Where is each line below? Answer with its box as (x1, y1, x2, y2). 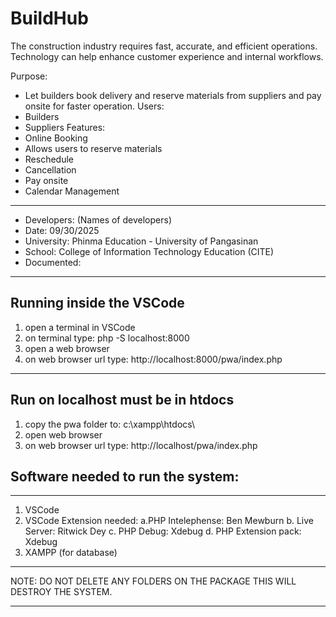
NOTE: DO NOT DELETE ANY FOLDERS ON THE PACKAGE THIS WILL (10, 575, 297, 587)
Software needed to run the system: (10, 468, 240, 485)
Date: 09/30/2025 (24, 224, 100, 236)
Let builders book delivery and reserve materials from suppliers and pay (24, 89, 322, 101)
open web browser (24, 428, 103, 441)
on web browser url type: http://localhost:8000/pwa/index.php (24, 353, 283, 365)
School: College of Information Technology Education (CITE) (24, 245, 275, 257)
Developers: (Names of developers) (24, 213, 172, 226)
